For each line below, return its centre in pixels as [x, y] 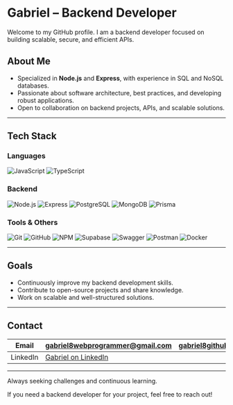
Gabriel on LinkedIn [77, 357]
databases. [33, 86]
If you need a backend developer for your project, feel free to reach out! [110, 394]
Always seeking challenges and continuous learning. [82, 381]
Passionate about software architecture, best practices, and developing [119, 93]
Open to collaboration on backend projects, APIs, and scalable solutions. [121, 108]
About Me [29, 62]
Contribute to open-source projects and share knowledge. [100, 289]
